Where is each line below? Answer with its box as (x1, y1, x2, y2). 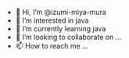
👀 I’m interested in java (15, 16, 89, 25)
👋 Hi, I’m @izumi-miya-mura (15, 8, 107, 16)
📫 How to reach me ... (15, 42, 88, 50)
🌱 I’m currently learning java (15, 24, 106, 33)
